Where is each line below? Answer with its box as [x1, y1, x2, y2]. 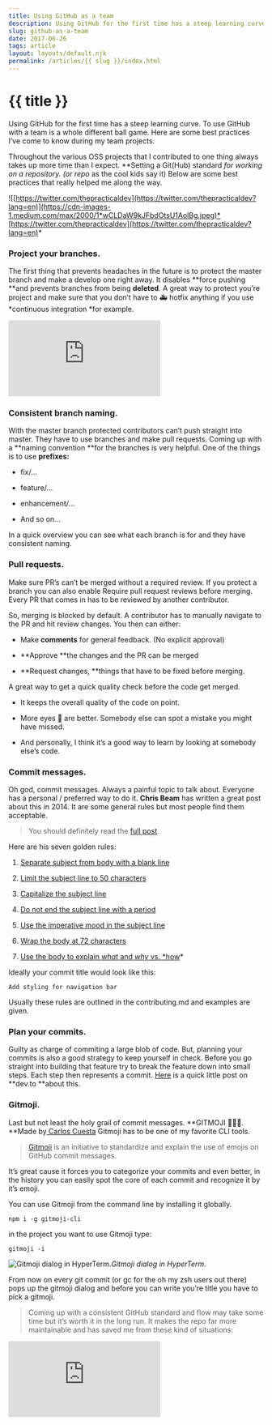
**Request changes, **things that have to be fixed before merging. [19, 666, 245, 676]
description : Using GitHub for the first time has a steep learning [8, 19, 244, 28]
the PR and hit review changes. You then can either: [8, 619, 181, 629]
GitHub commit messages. [28, 1150, 117, 1160]
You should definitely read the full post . [28, 826, 159, 835]
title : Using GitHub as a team [8, 11, 114, 20]
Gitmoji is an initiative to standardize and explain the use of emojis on [28, 1141, 259, 1151]
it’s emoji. [8, 1184, 40, 1193]
